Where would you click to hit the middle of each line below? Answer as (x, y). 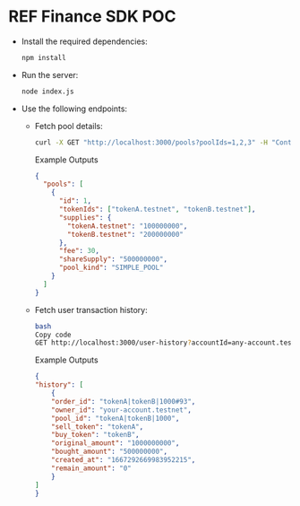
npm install (43, 57)
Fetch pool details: (69, 126)
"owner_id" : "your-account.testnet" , (121, 410)
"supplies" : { (85, 217)
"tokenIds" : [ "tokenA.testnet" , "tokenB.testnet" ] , (157, 209)
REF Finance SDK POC (92, 17)
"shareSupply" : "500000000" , (113, 259)
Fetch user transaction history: (91, 310)
